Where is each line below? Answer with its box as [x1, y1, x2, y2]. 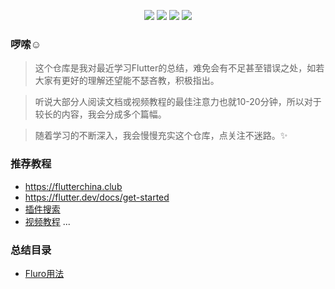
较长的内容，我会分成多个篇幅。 [34, 108, 167, 120]
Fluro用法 [24, 267, 65, 279]
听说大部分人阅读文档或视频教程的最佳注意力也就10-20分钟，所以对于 [34, 96, 322, 108]
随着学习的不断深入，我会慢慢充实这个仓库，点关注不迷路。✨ [34, 130, 288, 142]
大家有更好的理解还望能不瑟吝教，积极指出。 [34, 75, 220, 87]
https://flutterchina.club [24, 180, 123, 192]
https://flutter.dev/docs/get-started [24, 191, 170, 203]
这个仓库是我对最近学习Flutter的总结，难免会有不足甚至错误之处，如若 [34, 62, 325, 74]
